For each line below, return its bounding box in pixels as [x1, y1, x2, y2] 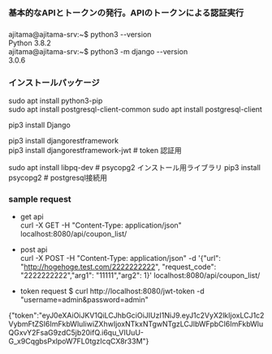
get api [19, 212, 44, 222]
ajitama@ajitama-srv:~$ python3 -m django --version [8, 46, 188, 56]
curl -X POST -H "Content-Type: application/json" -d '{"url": [19, 254, 222, 263]
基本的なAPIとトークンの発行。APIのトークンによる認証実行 [8, 6, 244, 18]
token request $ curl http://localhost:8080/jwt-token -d [19, 286, 205, 296]
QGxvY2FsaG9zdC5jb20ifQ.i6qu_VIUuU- [8, 328, 145, 338]
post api [19, 245, 48, 254]
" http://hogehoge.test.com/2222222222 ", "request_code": [19, 262, 217, 272]
